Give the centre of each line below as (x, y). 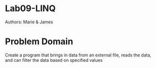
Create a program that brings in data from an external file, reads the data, (78, 55)
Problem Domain (39, 42)
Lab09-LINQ (30, 8)
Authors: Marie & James (29, 22)
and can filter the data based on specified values (54, 60)
